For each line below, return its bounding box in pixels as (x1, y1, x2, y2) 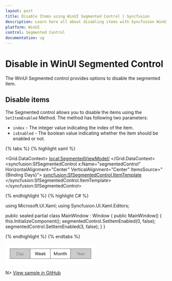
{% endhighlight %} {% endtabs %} (5, 233, 80, 239)
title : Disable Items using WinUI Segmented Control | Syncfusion (5, 13, 150, 19)
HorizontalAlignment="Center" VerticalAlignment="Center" (5, 166, 130, 172)
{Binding (5, 172, 24, 178)
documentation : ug (5, 35, 45, 41)
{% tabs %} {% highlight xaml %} (5, 145, 76, 152)
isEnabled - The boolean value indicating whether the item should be (12, 130, 159, 136)
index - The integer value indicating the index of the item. (12, 124, 134, 130)
